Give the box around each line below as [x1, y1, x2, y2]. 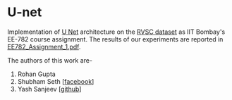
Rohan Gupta [17, 70, 56, 78]
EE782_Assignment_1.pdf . [7, 42, 81, 51]
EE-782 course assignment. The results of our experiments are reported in [7, 35, 224, 43]
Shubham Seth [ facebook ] [17, 77, 94, 85]
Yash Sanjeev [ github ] [17, 85, 82, 93]
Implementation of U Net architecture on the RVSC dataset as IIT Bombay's [7, 27, 226, 36]
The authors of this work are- [7, 56, 93, 64]
